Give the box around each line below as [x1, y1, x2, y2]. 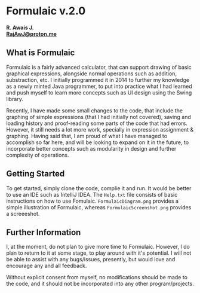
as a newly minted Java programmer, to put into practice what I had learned [6, 83, 192, 90]
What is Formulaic [6, 48, 75, 58]
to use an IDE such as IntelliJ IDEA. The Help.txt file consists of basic [6, 191, 178, 198]
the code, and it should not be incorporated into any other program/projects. [6, 280, 194, 288]
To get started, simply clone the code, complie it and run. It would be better [6, 184, 192, 192]
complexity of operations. [6, 151, 69, 158]
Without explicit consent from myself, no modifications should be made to [6, 274, 188, 281]
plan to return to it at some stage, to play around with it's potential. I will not [6, 249, 192, 257]
